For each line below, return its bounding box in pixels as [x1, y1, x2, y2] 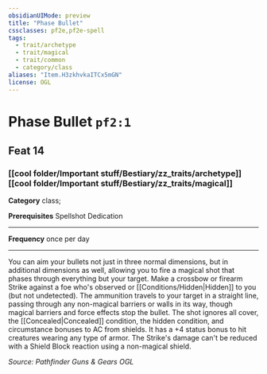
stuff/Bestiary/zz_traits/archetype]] [100, 168, 242, 179]
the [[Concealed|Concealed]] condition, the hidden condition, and [8, 316, 224, 326]
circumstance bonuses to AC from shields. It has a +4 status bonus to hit [8, 325, 247, 334]
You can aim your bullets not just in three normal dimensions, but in [8, 257, 229, 267]
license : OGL [8, 78, 52, 86]
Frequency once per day [8, 234, 90, 243]
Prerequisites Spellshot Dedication [8, 212, 123, 221]
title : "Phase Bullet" [8, 19, 83, 27]
